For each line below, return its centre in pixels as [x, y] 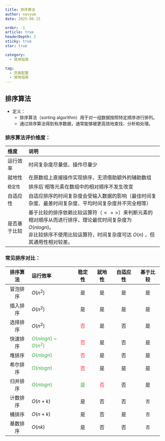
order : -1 [15, 28]
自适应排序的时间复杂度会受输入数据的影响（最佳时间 [90, 196]
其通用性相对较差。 [51, 242]
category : [15, 55]
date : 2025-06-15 [23, 19]
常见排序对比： [23, 258]
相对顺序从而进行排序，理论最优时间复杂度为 [80, 220]
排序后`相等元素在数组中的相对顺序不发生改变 [81, 187]
